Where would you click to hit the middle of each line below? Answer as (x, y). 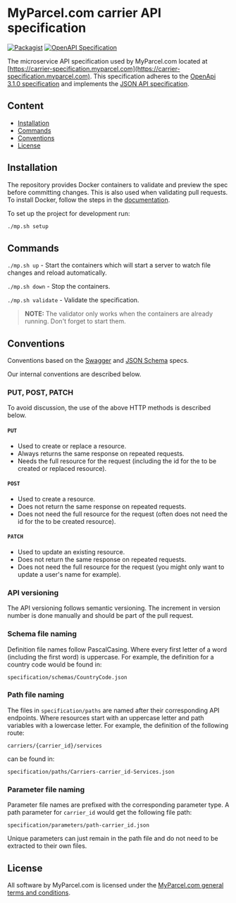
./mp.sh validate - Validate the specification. (73, 300)
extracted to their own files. (47, 846)
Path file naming (36, 695)
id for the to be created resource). (67, 521)
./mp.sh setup (28, 226)
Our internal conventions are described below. (74, 374)
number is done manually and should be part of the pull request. (100, 616)
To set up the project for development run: (69, 213)
